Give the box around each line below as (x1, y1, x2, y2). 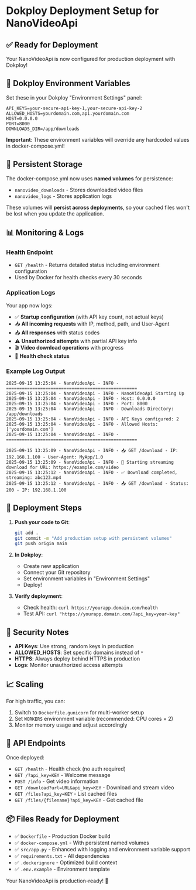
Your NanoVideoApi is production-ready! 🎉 (6, 877, 109, 884)
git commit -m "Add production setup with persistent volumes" (14, 535, 173, 541)
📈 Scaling (6, 679, 44, 689)
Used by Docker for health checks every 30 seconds (14, 274, 142, 281)
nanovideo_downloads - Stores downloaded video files (14, 186, 143, 193)
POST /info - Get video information (14, 778, 99, 785)
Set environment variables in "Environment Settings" (23, 575, 150, 582)
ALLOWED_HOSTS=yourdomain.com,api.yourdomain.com (6, 110, 130, 117)
